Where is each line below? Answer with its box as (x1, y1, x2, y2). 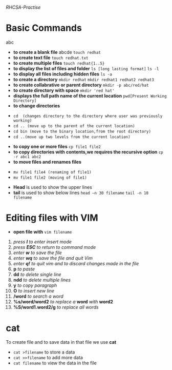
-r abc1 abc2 (13, 154, 41, 159)
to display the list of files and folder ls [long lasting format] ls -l (13, 65, 159, 71)
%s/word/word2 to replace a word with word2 (13, 299, 113, 305)
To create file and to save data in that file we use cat (6, 339, 117, 345)
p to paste (13, 266, 35, 272)
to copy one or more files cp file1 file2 (13, 143, 101, 149)
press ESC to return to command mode (13, 244, 96, 250)
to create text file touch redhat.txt (13, 54, 89, 61)
